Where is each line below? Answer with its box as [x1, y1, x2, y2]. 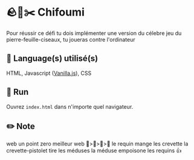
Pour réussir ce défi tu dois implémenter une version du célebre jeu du [6, 29, 182, 37]
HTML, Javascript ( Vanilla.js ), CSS [6, 69, 92, 77]
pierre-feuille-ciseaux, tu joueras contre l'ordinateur [6, 36, 135, 43]
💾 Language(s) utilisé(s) [6, 53, 99, 64]
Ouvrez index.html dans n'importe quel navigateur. [6, 103, 134, 110]
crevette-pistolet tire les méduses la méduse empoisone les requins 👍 [6, 147, 182, 155]
